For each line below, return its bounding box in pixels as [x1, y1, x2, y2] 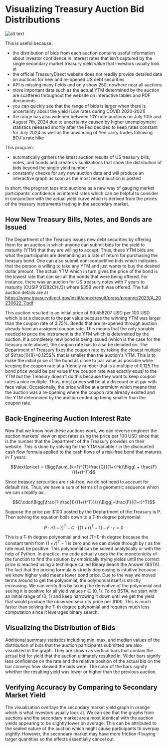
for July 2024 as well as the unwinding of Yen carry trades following [12, 129, 153, 135]
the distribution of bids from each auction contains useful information [12, 50, 156, 56]
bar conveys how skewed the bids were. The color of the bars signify [5, 663, 148, 669]
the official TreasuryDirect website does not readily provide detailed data [12, 71, 163, 77]
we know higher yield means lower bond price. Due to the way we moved [5, 572, 156, 578]
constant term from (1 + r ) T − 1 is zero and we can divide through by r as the [5, 539, 161, 546]
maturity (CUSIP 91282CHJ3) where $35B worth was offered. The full [5, 284, 149, 290]
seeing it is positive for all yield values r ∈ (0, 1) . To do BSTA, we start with [5, 588, 158, 594]
